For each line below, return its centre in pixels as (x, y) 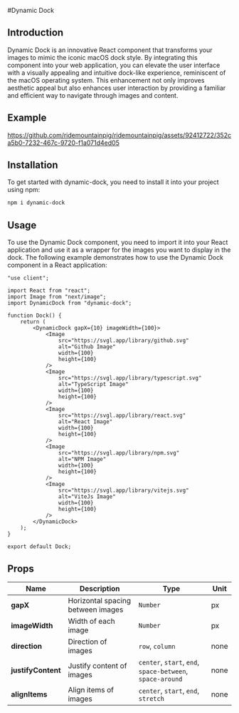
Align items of (91, 689)
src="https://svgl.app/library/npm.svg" (119, 453)
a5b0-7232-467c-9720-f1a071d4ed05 (63, 143)
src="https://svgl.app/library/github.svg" (124, 341)
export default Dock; (39, 547)
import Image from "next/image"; (57, 297)
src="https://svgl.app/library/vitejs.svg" (124, 491)
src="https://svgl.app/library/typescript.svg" (130, 378)
